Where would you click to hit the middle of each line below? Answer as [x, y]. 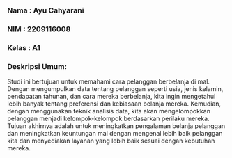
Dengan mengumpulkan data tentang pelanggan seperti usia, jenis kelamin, [115, 89]
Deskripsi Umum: [37, 66]
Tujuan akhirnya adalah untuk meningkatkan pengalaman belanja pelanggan [116, 126]
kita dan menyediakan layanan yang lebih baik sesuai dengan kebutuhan [111, 141]
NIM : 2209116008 [39, 29]
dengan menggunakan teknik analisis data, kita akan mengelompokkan [109, 111]
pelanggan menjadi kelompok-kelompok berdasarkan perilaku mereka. [109, 119]
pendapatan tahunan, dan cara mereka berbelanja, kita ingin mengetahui [111, 97]
